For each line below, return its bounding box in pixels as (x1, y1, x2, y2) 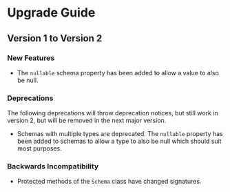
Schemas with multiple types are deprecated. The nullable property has (17, 130, 223, 138)
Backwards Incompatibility (7, 162, 98, 171)
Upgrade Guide (7, 5, 96, 21)
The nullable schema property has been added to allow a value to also (17, 68, 219, 77)
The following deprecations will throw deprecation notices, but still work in (7, 109, 218, 117)
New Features (7, 53, 55, 63)
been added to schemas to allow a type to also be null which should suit (17, 137, 222, 146)
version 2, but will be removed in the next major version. (7, 116, 167, 125)
